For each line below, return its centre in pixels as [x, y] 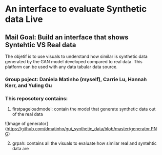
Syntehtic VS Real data [41, 45]
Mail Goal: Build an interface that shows [67, 37]
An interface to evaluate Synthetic [76, 9]
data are [20, 149]
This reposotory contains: [37, 98]
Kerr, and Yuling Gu [29, 85]
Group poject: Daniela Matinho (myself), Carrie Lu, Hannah [76, 79]
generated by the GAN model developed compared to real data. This [74, 61]
